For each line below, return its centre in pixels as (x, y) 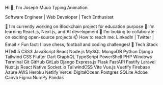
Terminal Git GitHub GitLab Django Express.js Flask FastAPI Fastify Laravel (80, 62)
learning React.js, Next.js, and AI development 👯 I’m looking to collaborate (80, 32)
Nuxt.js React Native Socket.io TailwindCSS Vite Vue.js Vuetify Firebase (78, 67)
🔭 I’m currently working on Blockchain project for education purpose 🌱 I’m (80, 26)
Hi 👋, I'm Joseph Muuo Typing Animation (46, 8)
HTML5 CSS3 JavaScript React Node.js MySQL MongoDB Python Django (79, 52)
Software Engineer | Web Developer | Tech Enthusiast (59, 17)
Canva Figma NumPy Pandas (34, 77)
